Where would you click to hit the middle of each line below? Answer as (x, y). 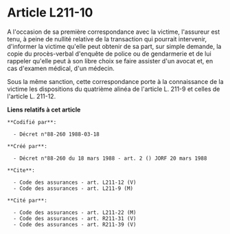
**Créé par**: (27, 146)
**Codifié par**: (32, 122)
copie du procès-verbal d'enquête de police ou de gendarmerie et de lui (109, 54)
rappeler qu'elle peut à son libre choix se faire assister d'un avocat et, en (110, 61)
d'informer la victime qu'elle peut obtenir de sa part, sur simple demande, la (114, 46)
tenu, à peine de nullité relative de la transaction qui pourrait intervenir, (107, 39)
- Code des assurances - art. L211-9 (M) (73, 188)
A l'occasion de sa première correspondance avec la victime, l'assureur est (114, 32)
